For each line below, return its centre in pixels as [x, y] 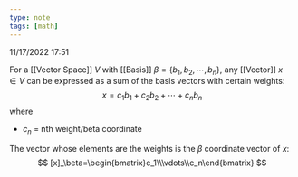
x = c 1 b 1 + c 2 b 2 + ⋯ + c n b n [152, 96]
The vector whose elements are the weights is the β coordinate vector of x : [149, 148]
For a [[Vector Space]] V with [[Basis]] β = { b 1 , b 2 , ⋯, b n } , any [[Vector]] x [146, 70]
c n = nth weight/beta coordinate [82, 130]
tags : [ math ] [34, 26]
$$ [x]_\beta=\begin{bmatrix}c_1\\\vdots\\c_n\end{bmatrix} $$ [152, 163]
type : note [30, 18]
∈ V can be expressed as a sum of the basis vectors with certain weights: [147, 81]
